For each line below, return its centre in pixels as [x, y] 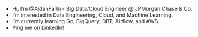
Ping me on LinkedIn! [38, 27]
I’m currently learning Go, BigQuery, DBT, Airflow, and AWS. [86, 21]
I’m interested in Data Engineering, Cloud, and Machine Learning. [92, 15]
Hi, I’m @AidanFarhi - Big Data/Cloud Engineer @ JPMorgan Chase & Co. [102, 9]
